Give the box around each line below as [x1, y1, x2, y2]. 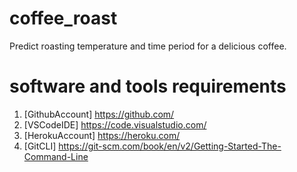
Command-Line [23, 150, 89, 162]
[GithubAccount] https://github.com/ [23, 108, 175, 120]
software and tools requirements [9, 75, 287, 98]
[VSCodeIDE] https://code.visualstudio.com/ [23, 118, 207, 131]
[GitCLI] [23, 140, 57, 152]
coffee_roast [9, 7, 118, 30]
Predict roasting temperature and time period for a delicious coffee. [9, 40, 287, 52]
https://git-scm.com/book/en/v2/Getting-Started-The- [58, 140, 282, 152]
